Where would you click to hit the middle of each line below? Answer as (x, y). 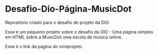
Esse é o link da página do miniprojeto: (44, 46)
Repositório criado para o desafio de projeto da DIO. (57, 22)
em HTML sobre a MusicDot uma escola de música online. (64, 37)
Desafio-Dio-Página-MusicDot (68, 9)
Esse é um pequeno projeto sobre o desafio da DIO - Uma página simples (79, 32)
